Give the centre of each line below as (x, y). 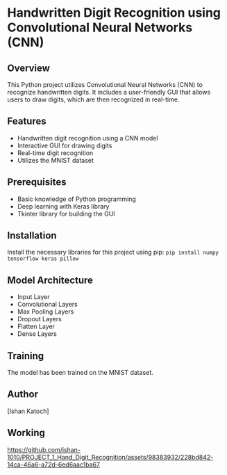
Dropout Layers (40, 319)
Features (27, 121)
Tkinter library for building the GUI (66, 214)
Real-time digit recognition (55, 153)
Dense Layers (37, 334)
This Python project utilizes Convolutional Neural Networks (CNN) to (105, 84)
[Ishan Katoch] (28, 411)
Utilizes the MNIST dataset (55, 160)
